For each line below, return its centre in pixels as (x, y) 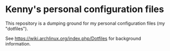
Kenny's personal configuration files (85, 9)
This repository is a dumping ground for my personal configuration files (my (85, 23)
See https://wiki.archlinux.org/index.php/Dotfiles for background (73, 38)
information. (18, 43)
